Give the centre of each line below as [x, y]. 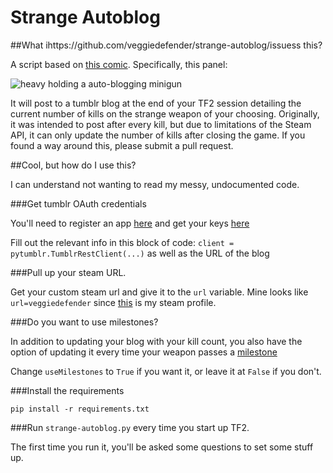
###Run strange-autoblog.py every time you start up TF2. [130, 427]
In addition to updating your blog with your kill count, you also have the [156, 341]
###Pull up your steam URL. [68, 272]
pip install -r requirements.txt [80, 409]
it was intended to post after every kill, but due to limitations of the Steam [161, 124]
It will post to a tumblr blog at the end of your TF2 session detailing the [156, 103]
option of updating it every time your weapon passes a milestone [144, 352]
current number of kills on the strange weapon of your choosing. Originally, [165, 113]
